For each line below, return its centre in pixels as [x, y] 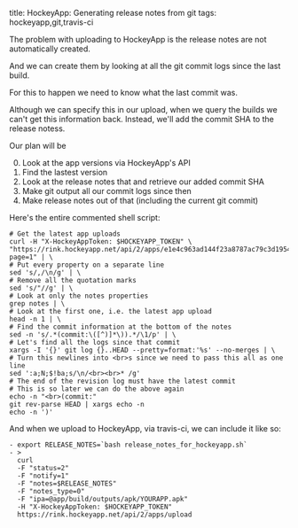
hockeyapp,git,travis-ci [51, 22]
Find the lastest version [65, 172]
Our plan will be [38, 146]
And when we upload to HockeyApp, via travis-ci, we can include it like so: [145, 428]
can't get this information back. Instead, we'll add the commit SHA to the [142, 119]
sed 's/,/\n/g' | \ [45, 273]
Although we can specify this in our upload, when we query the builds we [143, 109]
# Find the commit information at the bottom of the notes [121, 327]
